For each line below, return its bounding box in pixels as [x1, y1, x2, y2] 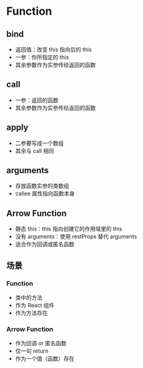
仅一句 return [15, 347, 49, 354]
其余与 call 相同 [15, 147, 54, 154]
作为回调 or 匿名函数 [15, 340, 67, 347]
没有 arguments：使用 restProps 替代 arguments [15, 233, 137, 240]
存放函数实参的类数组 [15, 182, 69, 190]
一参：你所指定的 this [15, 53, 69, 61]
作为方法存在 [15, 309, 48, 316]
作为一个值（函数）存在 [15, 355, 75, 362]
